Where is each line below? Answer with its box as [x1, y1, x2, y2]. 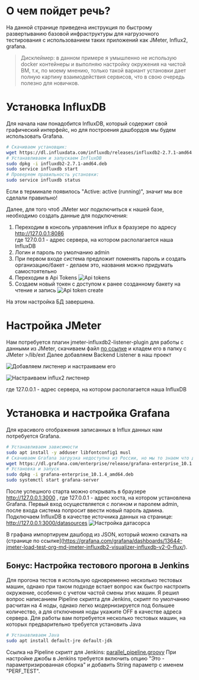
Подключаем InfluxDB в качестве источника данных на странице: [6, 513, 173, 520]
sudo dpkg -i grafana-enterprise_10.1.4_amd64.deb [6, 472, 134, 477]
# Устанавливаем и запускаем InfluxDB [6, 155, 102, 161]
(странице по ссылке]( [6, 537, 63, 544]
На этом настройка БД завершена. [6, 298, 95, 305]
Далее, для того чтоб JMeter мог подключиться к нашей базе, [6, 206, 164, 213]
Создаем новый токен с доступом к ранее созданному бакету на [14, 280, 181, 287]
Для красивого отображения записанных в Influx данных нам [6, 426, 163, 433]
